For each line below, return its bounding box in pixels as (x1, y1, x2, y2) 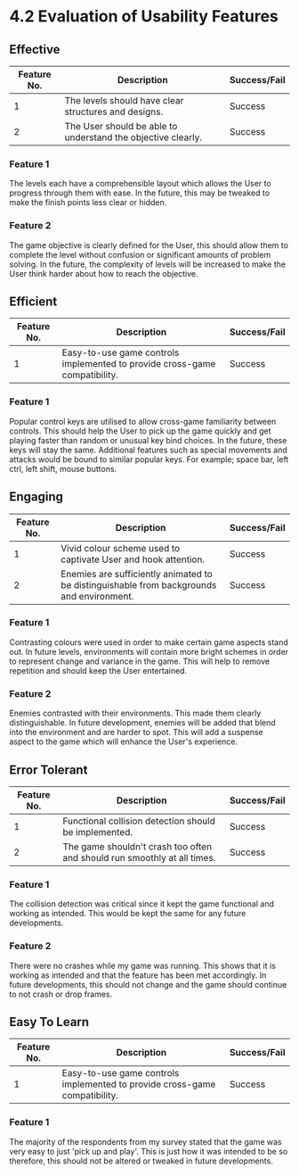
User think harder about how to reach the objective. (9, 268, 198, 278)
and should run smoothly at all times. (61, 851, 216, 864)
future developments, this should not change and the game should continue (9, 979, 287, 989)
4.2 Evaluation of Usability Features (9, 6, 279, 27)
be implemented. (61, 825, 133, 838)
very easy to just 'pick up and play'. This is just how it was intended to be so (9, 1146, 288, 1156)
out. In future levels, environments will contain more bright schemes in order (9, 646, 289, 657)
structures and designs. (64, 105, 164, 118)
